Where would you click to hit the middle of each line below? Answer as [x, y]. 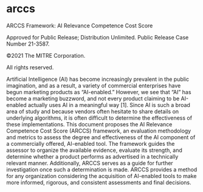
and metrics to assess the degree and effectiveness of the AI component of [101, 137]
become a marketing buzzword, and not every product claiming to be [93, 98]
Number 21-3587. [28, 44]
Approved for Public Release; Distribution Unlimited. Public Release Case [98, 37]
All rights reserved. [30, 67]
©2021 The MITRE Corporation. [46, 55]
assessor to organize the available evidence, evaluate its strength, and [94, 150]
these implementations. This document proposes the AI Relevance [89, 124]
